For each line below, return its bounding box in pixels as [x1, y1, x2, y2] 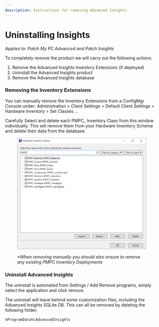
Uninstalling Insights [5, 29, 90, 40]
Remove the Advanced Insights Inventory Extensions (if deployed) [12, 64, 144, 70]
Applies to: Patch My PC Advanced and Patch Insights [5, 45, 114, 51]
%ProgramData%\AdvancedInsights [5, 317, 71, 322]
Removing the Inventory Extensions [5, 87, 91, 93]
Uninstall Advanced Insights [5, 271, 73, 278]
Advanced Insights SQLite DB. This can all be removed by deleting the [5, 302, 145, 308]
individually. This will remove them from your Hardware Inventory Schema [5, 123, 153, 128]
